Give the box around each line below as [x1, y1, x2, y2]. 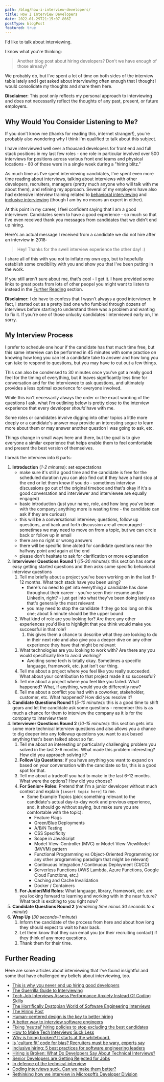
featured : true [5, 26, 36, 31]
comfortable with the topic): [26, 809, 83, 815]
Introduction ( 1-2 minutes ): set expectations [12, 464, 102, 470]
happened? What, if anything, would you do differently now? [19, 684, 141, 690]
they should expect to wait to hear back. [19, 924, 101, 930]
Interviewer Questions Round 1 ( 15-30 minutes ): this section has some [12, 558, 156, 564]
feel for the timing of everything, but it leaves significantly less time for [5, 375, 148, 381]
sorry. [5, 317, 17, 322]
